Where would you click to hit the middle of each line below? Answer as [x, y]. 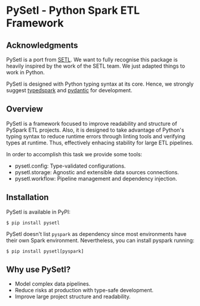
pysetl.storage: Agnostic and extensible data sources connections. [97, 172]
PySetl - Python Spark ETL [73, 10]
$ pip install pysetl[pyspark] [45, 251]
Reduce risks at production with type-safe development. [84, 290]
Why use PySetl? [39, 270]
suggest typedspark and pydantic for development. [69, 90]
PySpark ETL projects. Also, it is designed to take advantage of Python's [95, 130]
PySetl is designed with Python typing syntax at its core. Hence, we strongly [100, 84]
